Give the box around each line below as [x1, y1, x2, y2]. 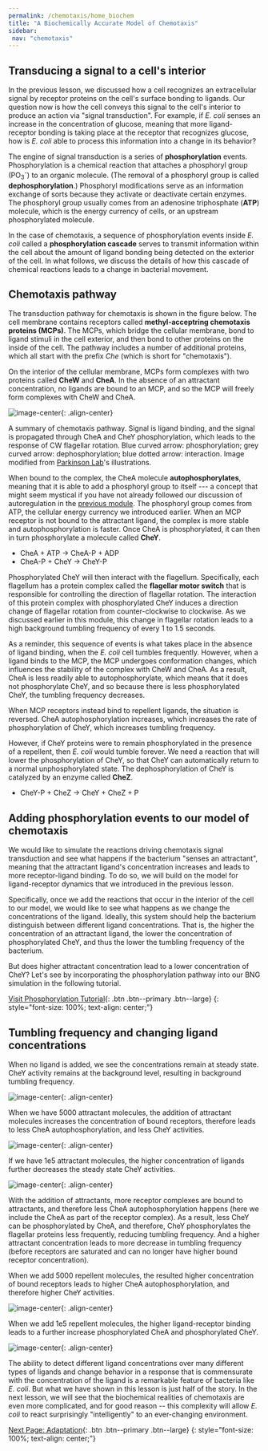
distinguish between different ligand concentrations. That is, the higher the [8, 920, 254, 930]
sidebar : [8, 26, 38, 34]
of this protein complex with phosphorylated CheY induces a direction [8, 598, 238, 608]
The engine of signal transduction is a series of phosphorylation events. [8, 152, 248, 161]
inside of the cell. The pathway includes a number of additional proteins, [8, 342, 246, 353]
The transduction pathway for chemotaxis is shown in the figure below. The [8, 309, 258, 318]
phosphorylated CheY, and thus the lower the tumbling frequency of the [8, 938, 246, 947]
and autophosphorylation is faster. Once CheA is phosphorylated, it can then [8, 525, 261, 534]
